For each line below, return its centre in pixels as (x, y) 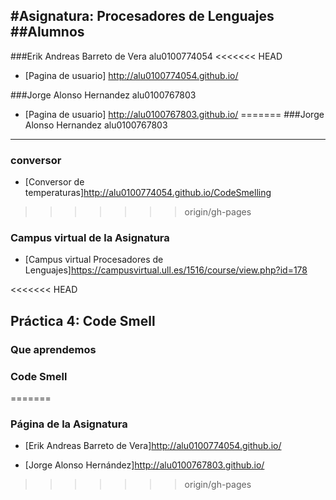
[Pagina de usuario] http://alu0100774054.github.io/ (131, 75)
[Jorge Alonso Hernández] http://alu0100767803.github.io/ (144, 465)
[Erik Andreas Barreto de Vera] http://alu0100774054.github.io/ (153, 446)
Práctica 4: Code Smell (83, 320)
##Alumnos (47, 32)
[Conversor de (54, 182)
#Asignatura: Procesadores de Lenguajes (142, 16)
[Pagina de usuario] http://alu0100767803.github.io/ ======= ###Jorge (174, 114)
